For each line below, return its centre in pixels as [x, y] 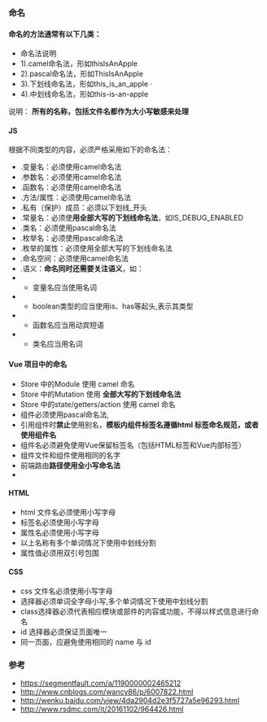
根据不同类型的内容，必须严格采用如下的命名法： [90, 150]
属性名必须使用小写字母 [59, 532]
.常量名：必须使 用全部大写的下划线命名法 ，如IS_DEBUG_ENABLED [132, 218]
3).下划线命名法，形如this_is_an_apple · [86, 84]
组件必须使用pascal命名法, [65, 414]
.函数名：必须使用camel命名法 [71, 187]
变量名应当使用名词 [65, 287]
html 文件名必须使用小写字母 [68, 512]
